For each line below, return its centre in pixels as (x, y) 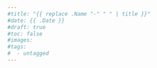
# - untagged (28, 54)
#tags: (17, 47)
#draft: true (27, 27)
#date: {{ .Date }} (36, 21)
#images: (20, 40)
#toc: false (25, 34)
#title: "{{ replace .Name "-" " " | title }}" (79, 14)
